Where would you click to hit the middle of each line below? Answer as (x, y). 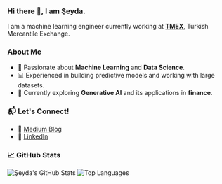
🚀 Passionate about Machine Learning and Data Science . (101, 67)
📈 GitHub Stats (34, 155)
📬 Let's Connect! (38, 111)
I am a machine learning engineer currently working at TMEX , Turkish (108, 27)
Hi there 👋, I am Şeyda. (46, 11)
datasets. (31, 85)
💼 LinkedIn (33, 136)
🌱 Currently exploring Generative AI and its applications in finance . (115, 92)
